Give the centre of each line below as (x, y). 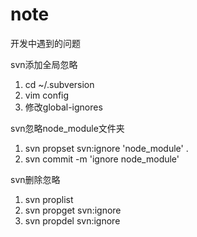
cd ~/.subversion (59, 84)
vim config (47, 95)
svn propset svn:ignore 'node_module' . (106, 148)
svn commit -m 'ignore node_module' (102, 159)
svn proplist (49, 199)
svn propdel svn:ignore (72, 220)
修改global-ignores (63, 107)
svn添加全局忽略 (44, 64)
